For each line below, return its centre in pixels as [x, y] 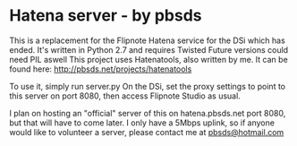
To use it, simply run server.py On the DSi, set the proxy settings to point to [148, 86]
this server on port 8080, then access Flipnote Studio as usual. [125, 96]
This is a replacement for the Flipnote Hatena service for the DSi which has [148, 40]
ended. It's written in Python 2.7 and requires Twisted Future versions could [149, 49]
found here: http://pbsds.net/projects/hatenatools [101, 69]
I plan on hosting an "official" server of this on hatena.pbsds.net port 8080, [148, 113]
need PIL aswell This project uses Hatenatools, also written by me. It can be [148, 59]
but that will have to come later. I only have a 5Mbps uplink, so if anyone [142, 123]
